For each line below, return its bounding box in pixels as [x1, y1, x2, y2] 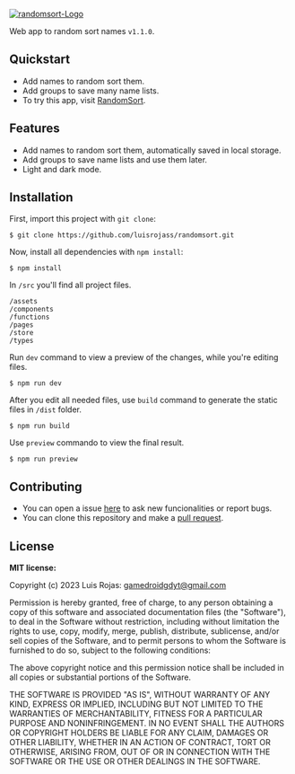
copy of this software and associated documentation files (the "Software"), [9, 607, 287, 618]
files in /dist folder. [9, 404, 82, 415]
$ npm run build [9, 422, 70, 431]
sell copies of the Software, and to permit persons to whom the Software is [9, 636, 287, 646]
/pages [9, 321, 34, 330]
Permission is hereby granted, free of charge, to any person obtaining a [9, 597, 273, 608]
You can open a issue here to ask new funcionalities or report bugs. [22, 503, 273, 514]
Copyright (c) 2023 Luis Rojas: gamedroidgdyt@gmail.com [9, 580, 227, 591]
